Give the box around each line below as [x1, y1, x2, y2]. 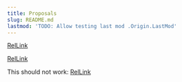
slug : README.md [7, 16, 54, 23]
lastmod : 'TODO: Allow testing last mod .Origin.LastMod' [7, 23, 177, 29]
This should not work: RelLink [7, 68, 91, 76]
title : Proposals [7, 10, 57, 17]
